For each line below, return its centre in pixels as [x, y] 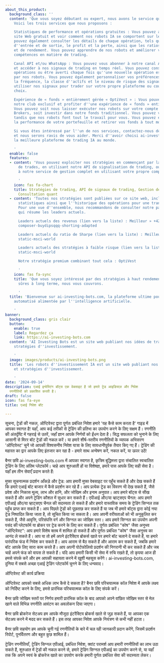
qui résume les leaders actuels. [52, 212]
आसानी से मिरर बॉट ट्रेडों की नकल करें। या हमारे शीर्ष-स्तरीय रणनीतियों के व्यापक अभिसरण [74, 439]
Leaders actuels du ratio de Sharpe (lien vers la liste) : [80, 234]
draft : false [18, 396]
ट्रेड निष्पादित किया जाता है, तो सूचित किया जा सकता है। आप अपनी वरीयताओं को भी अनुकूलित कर [81, 514]
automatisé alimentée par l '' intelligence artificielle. [73, 301]
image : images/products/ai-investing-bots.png [58, 360]
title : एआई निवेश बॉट [24, 405]
